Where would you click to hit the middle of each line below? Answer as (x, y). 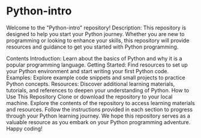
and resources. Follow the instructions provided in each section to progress (100, 109)
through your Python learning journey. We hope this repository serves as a (98, 116)
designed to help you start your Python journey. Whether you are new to (95, 34)
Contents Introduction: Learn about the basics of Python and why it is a (94, 58)
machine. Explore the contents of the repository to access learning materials (100, 103)
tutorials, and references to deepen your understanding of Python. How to (98, 90)
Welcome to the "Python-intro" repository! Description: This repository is (96, 28)
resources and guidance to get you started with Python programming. (92, 47)
